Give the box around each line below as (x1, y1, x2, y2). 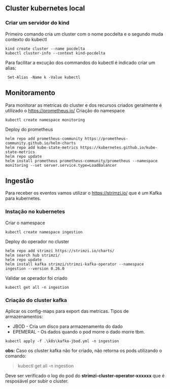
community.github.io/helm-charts (5, 140, 76, 145)
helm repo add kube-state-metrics (5, 145, 79, 150)
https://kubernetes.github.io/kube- (80, 145, 158, 150)
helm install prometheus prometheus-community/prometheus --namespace (5, 158, 158, 163)
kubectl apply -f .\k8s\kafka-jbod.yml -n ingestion (5, 338, 119, 344)
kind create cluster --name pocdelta (5, 46, 85, 51)
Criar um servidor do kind (5, 19, 70, 26)
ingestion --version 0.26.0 (5, 266, 65, 271)
